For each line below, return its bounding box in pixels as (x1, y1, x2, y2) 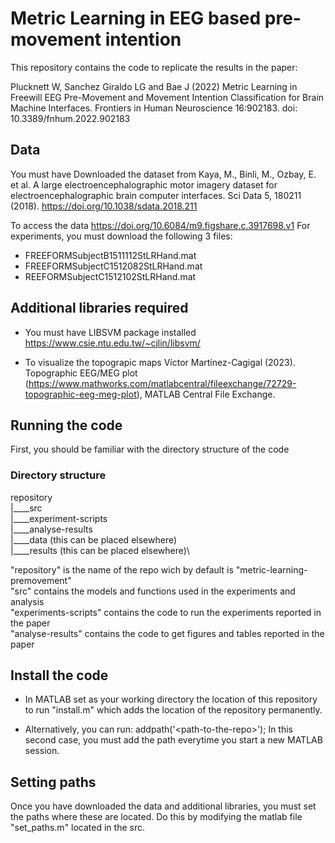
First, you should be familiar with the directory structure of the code (10, 443, 290, 456)
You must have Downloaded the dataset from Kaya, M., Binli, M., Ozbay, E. (10, 168, 317, 180)
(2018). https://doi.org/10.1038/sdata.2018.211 (10, 200, 198, 212)
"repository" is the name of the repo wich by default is (10, 563, 234, 576)
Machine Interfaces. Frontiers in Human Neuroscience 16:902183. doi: (10, 102, 298, 114)
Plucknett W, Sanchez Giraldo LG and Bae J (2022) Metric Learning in (10, 80, 298, 92)
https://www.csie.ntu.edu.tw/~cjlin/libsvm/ (24, 337, 201, 349)
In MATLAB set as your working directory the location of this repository (24, 693, 318, 706)
